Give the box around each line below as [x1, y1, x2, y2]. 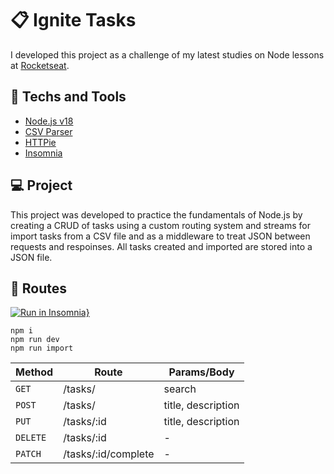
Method [15, 365, 54, 379]
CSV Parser [24, 125, 73, 137]
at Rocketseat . [10, 59, 70, 71]
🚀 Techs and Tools [10, 88, 127, 106]
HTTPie [24, 136, 57, 148]
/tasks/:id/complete [63, 447, 155, 461]
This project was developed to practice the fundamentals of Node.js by [10, 208, 303, 221]
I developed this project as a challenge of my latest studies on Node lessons [10, 48, 325, 61]
